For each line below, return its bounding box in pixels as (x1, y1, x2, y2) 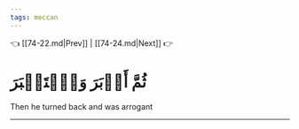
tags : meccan (10, 12, 59, 22)
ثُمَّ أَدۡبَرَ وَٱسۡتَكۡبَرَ (10, 72, 147, 92)
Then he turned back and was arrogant (10, 101, 153, 111)
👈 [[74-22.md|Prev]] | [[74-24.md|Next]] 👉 (10, 37, 174, 49)
